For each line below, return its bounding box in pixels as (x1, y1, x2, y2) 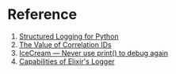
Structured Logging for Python (18, 31, 120, 41)
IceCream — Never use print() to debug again (18, 48, 168, 57)
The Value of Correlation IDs (18, 39, 112, 49)
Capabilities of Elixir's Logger (18, 57, 116, 66)
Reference (7, 6, 77, 24)
